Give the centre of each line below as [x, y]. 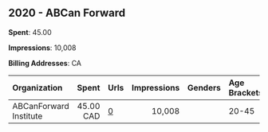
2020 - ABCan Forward [67, 13]
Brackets [246, 92]
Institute [28, 116]
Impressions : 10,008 [43, 48]
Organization [37, 87]
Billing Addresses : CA [45, 63]
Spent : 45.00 [30, 32]
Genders [204, 87]
